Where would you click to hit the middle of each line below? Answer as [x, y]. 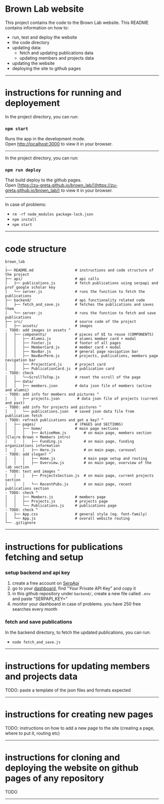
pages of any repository [54, 778]
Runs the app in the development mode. [45, 139]
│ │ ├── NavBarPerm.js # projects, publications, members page [82, 356]
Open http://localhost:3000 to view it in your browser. [59, 144]
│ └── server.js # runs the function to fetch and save [81, 313]
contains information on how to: [37, 27]
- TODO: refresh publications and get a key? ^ [54, 420]
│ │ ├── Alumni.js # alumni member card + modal [71, 339]
